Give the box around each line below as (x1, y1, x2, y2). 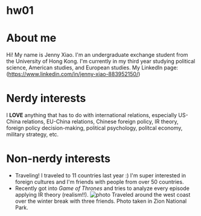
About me (6, 31, 57, 45)
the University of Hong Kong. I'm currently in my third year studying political (6, 58, 196, 65)
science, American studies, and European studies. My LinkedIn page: (6, 64, 179, 71)
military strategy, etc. (6, 131, 59, 138)
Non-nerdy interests (6, 152, 110, 166)
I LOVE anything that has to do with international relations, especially (6, 112, 177, 119)
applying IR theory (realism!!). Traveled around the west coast (14, 191, 191, 198)
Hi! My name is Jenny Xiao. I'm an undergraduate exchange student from (6, 51, 188, 59)
